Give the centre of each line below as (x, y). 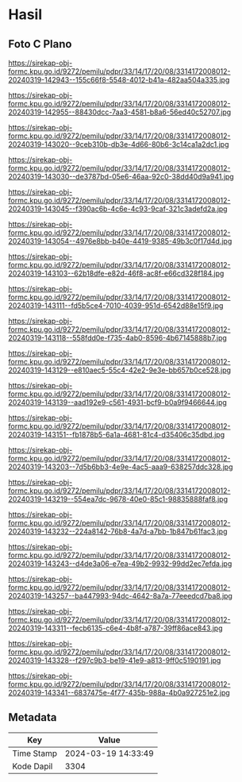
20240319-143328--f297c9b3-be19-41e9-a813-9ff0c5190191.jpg (115, 660)
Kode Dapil (33, 766)
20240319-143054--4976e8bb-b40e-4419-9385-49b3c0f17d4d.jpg (120, 241)
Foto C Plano (40, 44)
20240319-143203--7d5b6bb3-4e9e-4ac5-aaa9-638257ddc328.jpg (121, 467)
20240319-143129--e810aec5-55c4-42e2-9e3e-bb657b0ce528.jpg (120, 370)
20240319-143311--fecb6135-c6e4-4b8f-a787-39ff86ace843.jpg (116, 628)
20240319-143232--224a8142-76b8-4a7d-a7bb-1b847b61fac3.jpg (118, 531)
